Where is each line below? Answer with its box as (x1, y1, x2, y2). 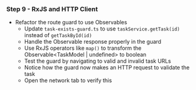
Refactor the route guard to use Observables (15, 19, 128, 26)
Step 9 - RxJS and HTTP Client (6, 5, 99, 13)
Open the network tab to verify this (24, 77, 113, 84)
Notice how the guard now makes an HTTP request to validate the (24, 64, 190, 71)
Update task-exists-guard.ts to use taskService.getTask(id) (24, 25, 180, 32)
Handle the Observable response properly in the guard (24, 38, 161, 46)
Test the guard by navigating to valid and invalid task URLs (24, 57, 172, 65)
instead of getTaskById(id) (24, 32, 93, 39)
